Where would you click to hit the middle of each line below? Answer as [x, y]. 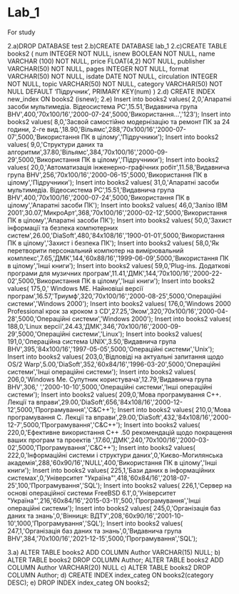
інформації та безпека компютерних [63, 227]
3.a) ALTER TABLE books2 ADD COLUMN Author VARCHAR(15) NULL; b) [114, 552]
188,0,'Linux [25, 326]
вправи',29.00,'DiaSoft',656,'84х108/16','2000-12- [110, 402]
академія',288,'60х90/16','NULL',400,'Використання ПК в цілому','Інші [112, 462]
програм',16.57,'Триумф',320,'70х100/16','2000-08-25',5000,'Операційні [115, 296]
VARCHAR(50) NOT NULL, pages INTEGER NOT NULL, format [98, 68]
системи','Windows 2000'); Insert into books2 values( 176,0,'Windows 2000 [119, 303]
